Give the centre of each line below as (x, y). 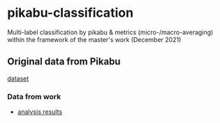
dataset (18, 78)
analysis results (40, 112)
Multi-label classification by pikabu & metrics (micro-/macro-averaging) (110, 32)
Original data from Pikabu (64, 62)
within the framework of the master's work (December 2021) (94, 39)
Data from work (34, 96)
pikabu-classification (71, 13)
